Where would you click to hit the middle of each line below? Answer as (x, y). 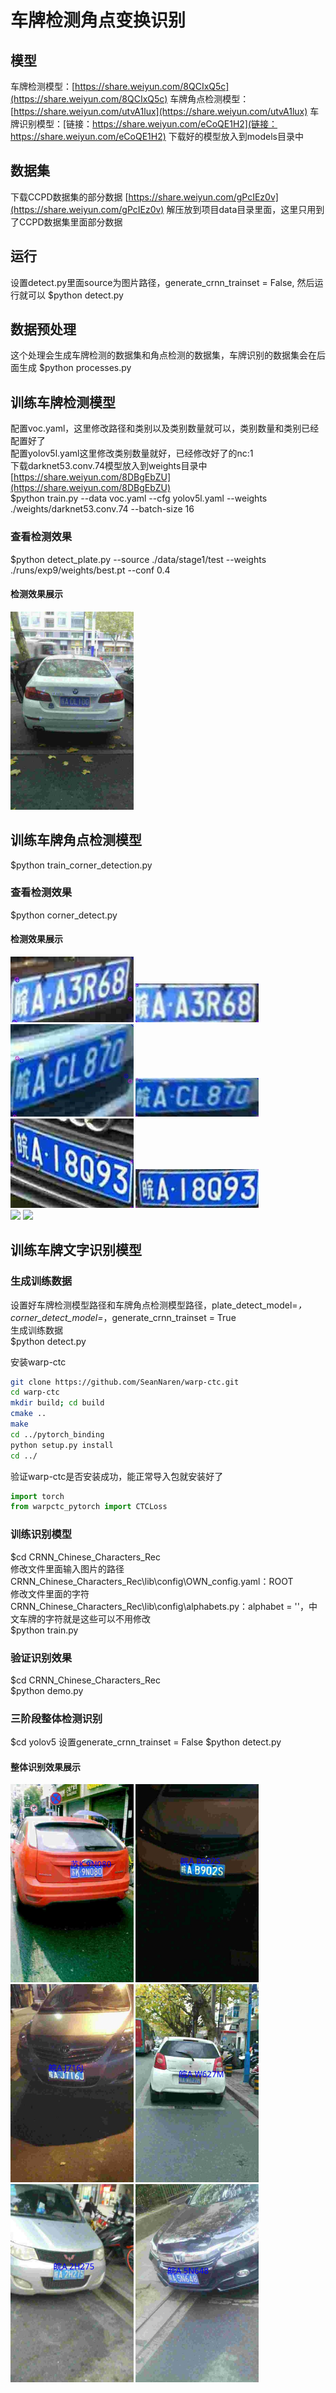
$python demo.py (47, 1690)
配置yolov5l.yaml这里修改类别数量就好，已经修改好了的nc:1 (132, 453)
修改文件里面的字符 (50, 1593)
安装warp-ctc (38, 1362)
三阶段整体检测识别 (56, 1718)
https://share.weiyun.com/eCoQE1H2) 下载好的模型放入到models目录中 (157, 136)
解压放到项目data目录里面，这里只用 (241, 209)
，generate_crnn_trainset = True (170, 1317)
